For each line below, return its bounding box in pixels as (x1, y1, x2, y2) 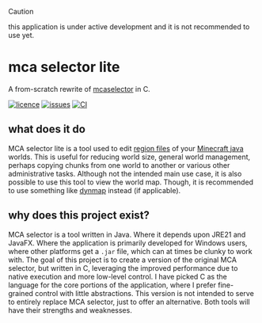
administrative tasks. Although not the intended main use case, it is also (8, 169, 242, 178)
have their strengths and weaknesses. (8, 305, 132, 315)
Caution (8, 7, 34, 16)
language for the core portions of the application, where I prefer (8, 280, 216, 290)
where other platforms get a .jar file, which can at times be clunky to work (8, 246, 253, 256)
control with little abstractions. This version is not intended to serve (35, 288, 255, 298)
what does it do (8, 123, 85, 136)
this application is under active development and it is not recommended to (8, 22, 250, 31)
